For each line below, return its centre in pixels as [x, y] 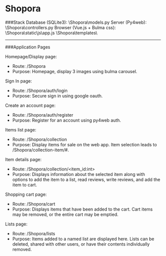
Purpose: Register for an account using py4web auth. [66, 120]
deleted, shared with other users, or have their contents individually [81, 244]
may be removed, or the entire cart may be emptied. [65, 214]
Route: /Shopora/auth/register [43, 115]
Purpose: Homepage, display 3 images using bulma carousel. [75, 71]
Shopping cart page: [26, 194]
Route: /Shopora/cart [34, 204]
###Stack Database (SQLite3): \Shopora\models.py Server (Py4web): [76, 22]
